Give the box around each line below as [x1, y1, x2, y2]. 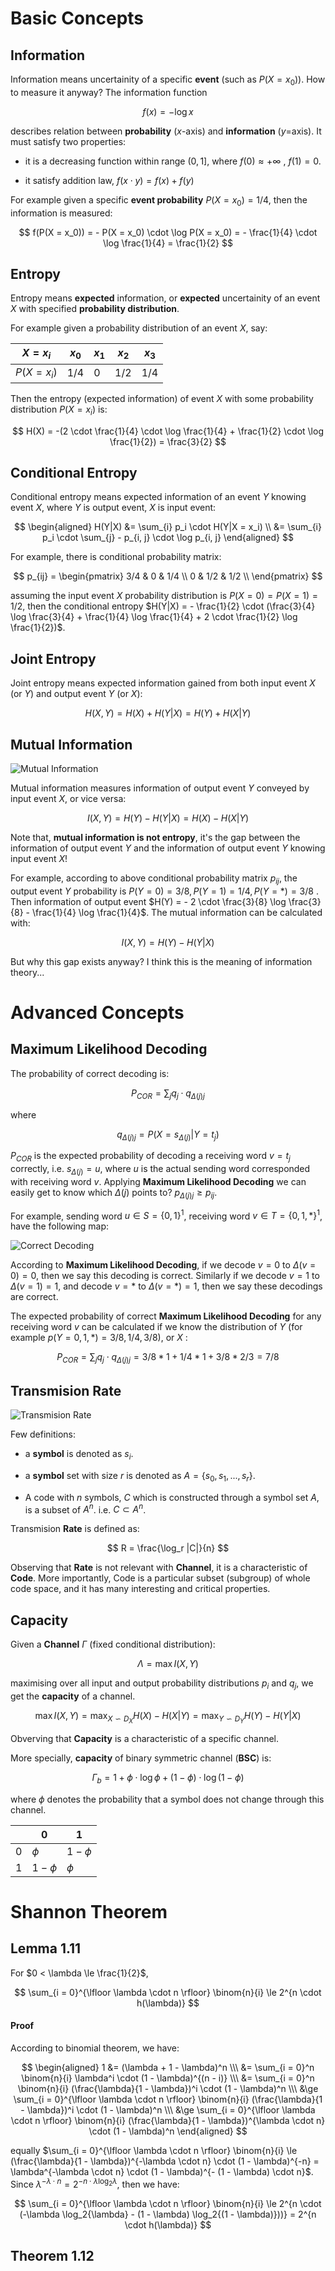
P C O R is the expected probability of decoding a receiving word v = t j [10, 1150, 291, 1164]
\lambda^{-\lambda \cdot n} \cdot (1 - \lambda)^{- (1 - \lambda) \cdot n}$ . [10, 2166, 314, 2178]
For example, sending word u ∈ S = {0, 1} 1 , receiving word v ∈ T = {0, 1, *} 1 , [10, 1208, 323, 1222]
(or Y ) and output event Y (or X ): [10, 688, 143, 700]
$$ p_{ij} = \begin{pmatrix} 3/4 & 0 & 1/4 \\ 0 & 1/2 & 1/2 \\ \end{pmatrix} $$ [13, 570, 323, 582]
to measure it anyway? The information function [10, 86, 208, 98]
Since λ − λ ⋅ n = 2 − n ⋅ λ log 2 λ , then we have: [10, 2177, 180, 2190]
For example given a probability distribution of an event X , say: [10, 322, 268, 334]
